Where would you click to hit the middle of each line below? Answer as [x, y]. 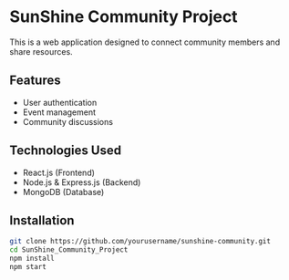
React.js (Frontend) [59, 172]
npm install [32, 259]
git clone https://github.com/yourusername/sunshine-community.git [140, 242]
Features [35, 81]
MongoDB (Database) [63, 192]
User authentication [60, 102]
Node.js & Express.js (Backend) [82, 182]
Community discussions [68, 121]
